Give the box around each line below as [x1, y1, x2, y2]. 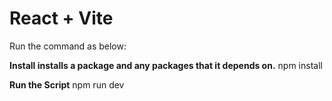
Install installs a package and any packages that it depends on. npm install [9, 59, 323, 71]
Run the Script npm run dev [9, 78, 125, 91]
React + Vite [9, 7, 114, 30]
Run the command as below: [9, 40, 127, 52]
